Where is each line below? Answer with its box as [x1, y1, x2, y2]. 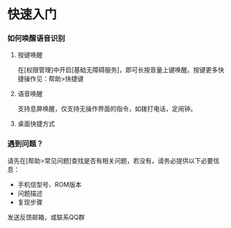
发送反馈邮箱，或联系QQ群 [7, 212, 85, 221]
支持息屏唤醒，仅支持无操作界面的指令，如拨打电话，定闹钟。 [17, 104, 197, 113]
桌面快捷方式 [17, 119, 55, 128]
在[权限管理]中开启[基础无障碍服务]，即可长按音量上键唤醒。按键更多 [17, 66, 218, 74]
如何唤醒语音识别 [7, 33, 65, 43]
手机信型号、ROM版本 [17, 180, 82, 188]
